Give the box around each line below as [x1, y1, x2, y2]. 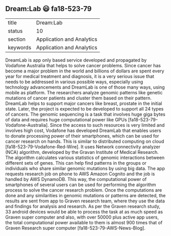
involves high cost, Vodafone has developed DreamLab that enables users [5, 127, 162, 134]
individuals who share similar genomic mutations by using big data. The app [5, 165, 165, 171]
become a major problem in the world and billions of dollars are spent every [5, 68, 164, 74]
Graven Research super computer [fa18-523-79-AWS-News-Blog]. [5, 225, 145, 231]
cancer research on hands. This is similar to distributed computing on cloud [5, 138, 164, 144]
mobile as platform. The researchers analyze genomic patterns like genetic [5, 89, 163, 95]
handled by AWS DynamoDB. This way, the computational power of [5, 176, 147, 182]
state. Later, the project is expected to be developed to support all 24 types [5, 106, 164, 112]
